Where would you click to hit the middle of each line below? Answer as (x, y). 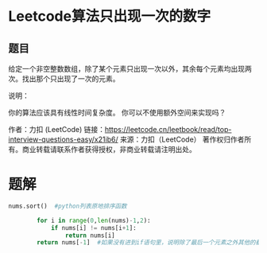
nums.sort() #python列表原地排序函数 (68, 206)
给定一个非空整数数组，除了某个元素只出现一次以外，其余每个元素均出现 (126, 69)
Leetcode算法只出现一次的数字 (110, 16)
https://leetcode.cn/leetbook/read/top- (168, 129)
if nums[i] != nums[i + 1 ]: (93, 228)
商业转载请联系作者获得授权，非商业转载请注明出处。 (109, 149)
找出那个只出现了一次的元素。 (71, 79)
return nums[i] (90, 235)
